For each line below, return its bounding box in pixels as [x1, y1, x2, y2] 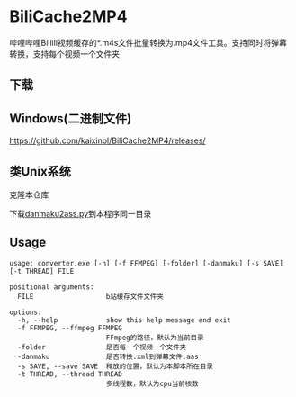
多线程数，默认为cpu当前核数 [105, 379, 199, 388]
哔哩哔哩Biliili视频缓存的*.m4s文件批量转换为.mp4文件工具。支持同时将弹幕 [9, 37, 288, 48]
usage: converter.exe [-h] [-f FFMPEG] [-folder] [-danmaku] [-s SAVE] [9, 258, 283, 267]
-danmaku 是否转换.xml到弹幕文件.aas [17, 352, 200, 361]
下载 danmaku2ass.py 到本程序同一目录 [9, 208, 152, 219]
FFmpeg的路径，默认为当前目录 [105, 333, 204, 342]
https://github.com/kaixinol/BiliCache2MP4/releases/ [9, 135, 206, 146]
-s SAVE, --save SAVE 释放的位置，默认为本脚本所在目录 [17, 362, 214, 371]
